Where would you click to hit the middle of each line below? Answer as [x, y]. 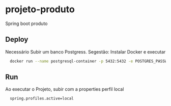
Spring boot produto [26, 23]
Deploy [17, 39]
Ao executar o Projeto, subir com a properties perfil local [65, 89]
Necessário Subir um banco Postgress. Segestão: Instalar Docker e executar [85, 51]
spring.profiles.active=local [42, 99]
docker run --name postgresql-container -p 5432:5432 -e [72, 61]
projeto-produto [40, 9]
